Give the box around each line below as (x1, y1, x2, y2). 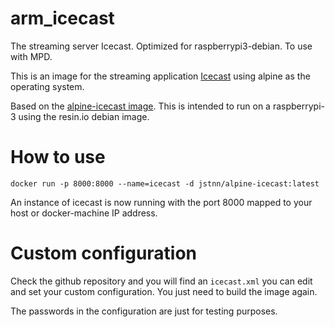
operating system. (10, 80, 85, 92)
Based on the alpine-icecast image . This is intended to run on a (10, 100, 271, 112)
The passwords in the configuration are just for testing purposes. (10, 305, 278, 317)
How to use (10, 146, 106, 169)
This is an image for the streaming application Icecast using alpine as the (10, 70, 311, 82)
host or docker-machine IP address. (10, 207, 158, 219)
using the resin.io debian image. (18, 110, 150, 122)
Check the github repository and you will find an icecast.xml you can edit (10, 275, 313, 287)
